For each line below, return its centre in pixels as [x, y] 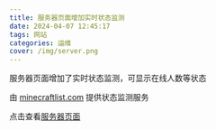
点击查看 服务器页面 [45, 116]
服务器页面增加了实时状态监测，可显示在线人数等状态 [108, 79]
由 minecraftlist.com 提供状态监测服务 [79, 97]
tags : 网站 [28, 34]
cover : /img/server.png [54, 51]
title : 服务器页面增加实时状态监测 [67, 18]
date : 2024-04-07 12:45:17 [60, 26]
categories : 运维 [40, 43]
